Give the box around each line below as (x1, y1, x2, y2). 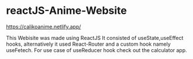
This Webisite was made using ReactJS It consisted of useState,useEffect (6, 34, 184, 41)
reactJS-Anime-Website (6, 4, 127, 17)
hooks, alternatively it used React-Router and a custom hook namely (6, 40, 171, 47)
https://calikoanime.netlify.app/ (6, 23, 81, 30)
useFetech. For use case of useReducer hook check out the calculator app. (6, 46, 187, 53)
